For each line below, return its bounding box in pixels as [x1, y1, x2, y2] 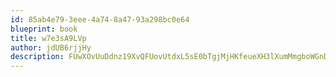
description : [10, 52, 65, 62]
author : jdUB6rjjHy [10, 42, 92, 53]
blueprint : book [10, 24, 78, 34]
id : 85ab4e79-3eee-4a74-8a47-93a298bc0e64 [10, 14, 190, 25]
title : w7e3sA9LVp [10, 33, 87, 43]
